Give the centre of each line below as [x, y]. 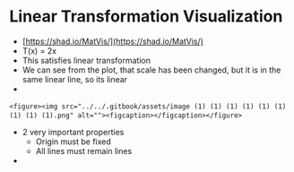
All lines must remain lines [84, 150]
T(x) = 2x [39, 50]
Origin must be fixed [73, 142]
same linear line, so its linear [75, 79]
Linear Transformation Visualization [146, 17]
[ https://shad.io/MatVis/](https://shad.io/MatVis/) [113, 41]
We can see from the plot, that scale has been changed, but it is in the [151, 70]
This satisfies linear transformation [86, 60]
